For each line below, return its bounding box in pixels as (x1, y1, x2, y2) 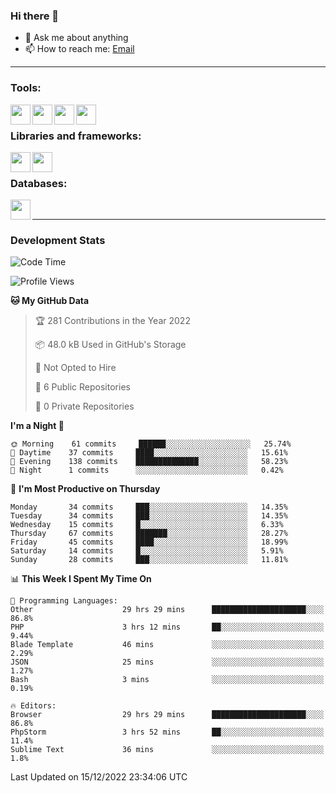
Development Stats (10, 234, 106, 248)
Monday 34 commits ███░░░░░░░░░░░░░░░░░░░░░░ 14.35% (10, 502, 288, 513)
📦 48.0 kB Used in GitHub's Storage (34, 339, 187, 351)
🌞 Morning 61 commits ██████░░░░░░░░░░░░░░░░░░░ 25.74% (10, 439, 292, 449)
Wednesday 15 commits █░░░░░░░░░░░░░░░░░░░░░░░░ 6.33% (10, 520, 284, 530)
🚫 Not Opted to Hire (34, 362, 117, 374)
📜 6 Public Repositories (34, 381, 131, 393)
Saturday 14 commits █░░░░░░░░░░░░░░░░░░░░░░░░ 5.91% (10, 546, 284, 556)
